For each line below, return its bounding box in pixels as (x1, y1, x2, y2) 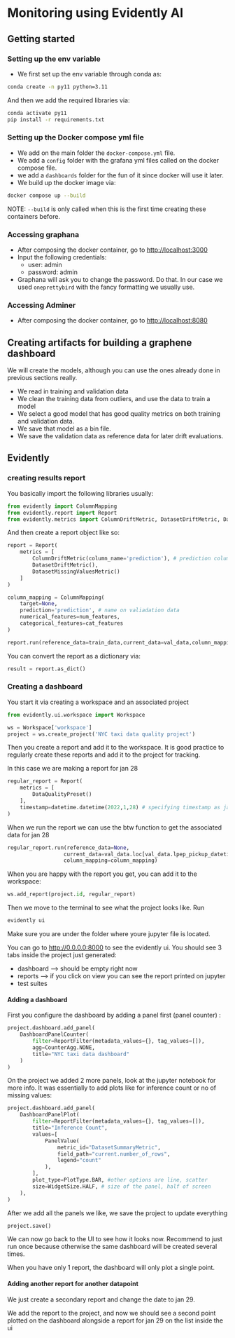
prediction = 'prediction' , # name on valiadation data (20, 607, 180, 614)
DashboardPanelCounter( (20, 1031, 90, 1039)
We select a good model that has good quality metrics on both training (17, 410, 220, 418)
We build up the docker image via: (17, 178, 116, 187)
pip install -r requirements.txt (7, 116, 105, 123)
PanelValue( (44, 1137, 80, 1144)
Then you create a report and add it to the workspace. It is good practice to (7, 743, 225, 752)
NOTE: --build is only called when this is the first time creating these (7, 205, 206, 213)
